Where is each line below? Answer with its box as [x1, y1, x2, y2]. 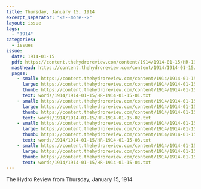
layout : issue [6, 20, 42, 26]
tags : [6, 25, 20, 32]
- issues [11, 43, 33, 49]
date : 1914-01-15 [11, 53, 55, 59]
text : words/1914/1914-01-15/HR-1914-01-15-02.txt [22, 115, 151, 121]
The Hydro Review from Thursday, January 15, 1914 [6, 176, 133, 183]
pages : [11, 70, 28, 76]
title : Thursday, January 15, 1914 [6, 8, 95, 15]
